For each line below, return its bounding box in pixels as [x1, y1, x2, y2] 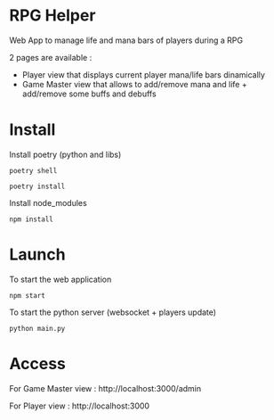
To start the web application [9, 274, 112, 284]
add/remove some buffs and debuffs [21, 88, 157, 99]
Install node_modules [9, 197, 87, 208]
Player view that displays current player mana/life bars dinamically [21, 69, 265, 80]
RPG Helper [9, 5, 96, 26]
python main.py [9, 324, 66, 333]
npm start [9, 291, 46, 300]
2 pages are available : [9, 52, 93, 62]
